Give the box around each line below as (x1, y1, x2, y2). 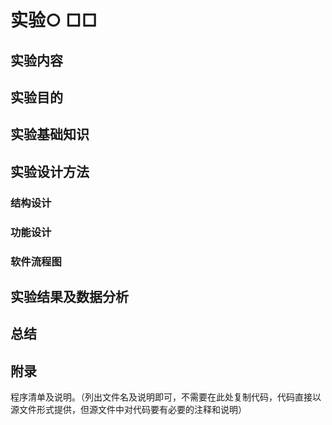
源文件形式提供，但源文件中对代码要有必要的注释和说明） (10, 404, 247, 416)
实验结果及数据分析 (10, 288, 129, 305)
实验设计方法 (10, 163, 90, 180)
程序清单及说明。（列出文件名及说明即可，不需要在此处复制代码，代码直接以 (10, 391, 322, 403)
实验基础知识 (10, 126, 90, 143)
